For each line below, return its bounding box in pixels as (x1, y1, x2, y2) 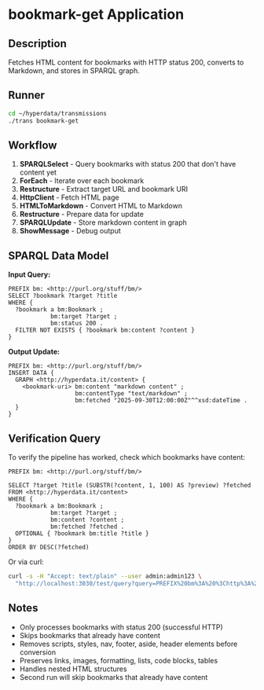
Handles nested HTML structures (19, 664, 127, 673)
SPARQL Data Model (8, 249, 109, 262)
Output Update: (8, 347, 60, 357)
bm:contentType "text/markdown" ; (75, 390, 189, 398)
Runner (8, 89, 46, 102)
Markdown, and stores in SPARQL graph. (8, 66, 140, 75)
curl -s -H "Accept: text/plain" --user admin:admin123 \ (8, 572, 202, 580)
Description (8, 37, 67, 50)
